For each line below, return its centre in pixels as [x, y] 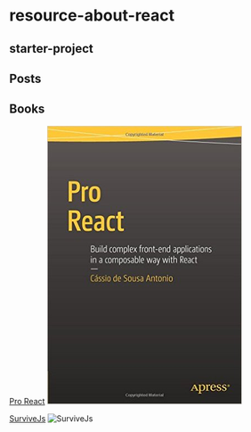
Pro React [27, 401]
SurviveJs [28, 418]
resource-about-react [92, 16]
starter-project [51, 49]
